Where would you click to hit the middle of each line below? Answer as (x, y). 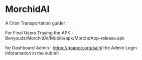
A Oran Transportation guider (35, 23)
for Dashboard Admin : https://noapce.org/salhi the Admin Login (71, 47)
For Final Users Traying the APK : (39, 32)
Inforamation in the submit (32, 53)
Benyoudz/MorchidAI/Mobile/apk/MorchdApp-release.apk (65, 38)
